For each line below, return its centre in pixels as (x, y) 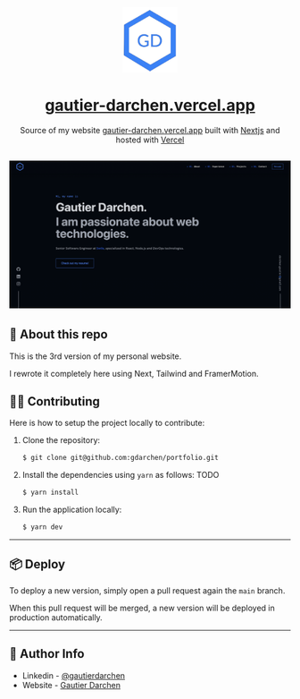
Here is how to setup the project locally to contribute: (107, 423)
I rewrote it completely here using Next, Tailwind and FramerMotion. (134, 373)
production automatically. (56, 617)
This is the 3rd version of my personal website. (96, 356)
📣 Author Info (47, 654)
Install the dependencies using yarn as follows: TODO (121, 475)
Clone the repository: (61, 440)
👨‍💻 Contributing (55, 401)
